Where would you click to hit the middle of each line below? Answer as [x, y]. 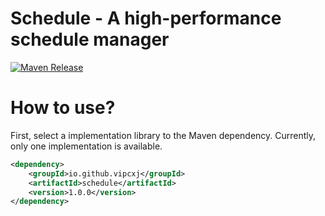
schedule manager [90, 39]
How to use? [63, 108]
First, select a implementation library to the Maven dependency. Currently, [163, 135]
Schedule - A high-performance [146, 18]
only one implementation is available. [86, 146]
